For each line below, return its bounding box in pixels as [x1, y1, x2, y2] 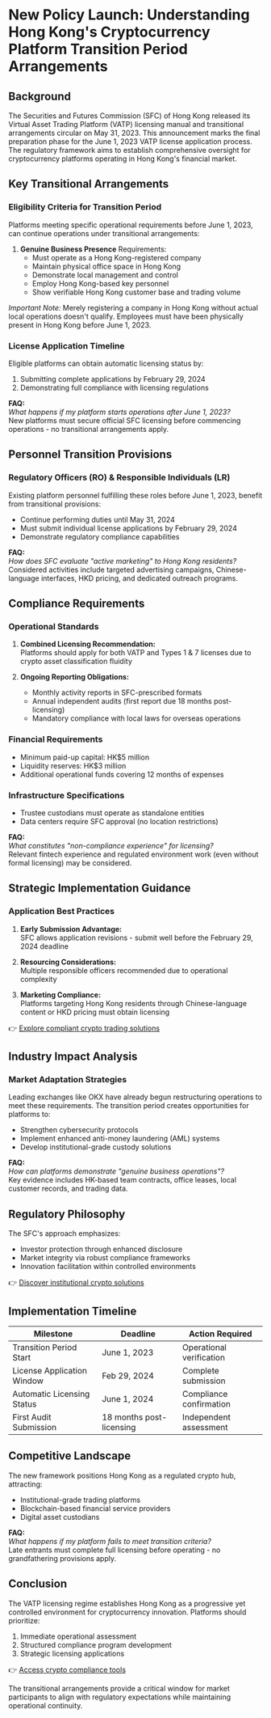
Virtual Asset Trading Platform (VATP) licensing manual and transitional [8, 120, 244, 129]
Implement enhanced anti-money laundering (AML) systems [19, 1134, 220, 1144]
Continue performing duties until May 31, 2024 [19, 514, 175, 524]
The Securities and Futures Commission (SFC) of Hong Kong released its [8, 111, 251, 121]
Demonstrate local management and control [31, 269, 179, 280]
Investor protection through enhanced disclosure [19, 1244, 183, 1255]
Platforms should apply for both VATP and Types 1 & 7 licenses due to [19, 648, 252, 658]
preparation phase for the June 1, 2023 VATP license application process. [8, 137, 252, 146]
